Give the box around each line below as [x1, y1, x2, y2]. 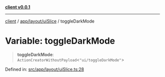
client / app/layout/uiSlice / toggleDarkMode [5, 18, 95, 24]
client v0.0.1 [5, 4, 30, 10]
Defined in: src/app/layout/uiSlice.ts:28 [5, 66, 84, 72]
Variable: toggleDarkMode [5, 35, 115, 47]
